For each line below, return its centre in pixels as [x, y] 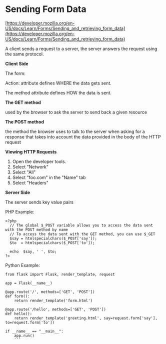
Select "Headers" [30, 182]
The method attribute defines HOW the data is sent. [58, 92]
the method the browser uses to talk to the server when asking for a [75, 131]
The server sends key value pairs [39, 202]
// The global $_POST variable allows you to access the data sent [81, 225]
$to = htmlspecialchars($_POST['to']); [52, 243]
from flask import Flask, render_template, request [60, 274]
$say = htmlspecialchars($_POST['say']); [53, 238]
